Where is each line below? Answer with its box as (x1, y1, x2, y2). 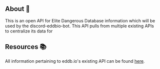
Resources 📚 (5, 43, 47, 51)
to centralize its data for (5, 28, 53, 34)
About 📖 (5, 5, 30, 13)
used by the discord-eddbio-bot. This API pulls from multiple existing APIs (5, 23, 154, 29)
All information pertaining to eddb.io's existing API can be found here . (5, 58, 145, 64)
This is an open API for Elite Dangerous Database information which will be (5, 17, 155, 23)
